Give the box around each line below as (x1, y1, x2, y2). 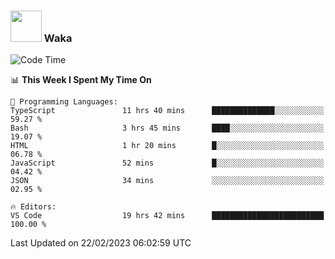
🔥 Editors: (10, 202, 57, 212)
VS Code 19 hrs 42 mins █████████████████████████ (10, 211, 325, 221)
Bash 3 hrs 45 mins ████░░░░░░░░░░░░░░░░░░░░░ (10, 123, 325, 134)
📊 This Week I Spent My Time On (10, 74, 152, 86)
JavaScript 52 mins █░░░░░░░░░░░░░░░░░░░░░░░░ (10, 158, 325, 169)
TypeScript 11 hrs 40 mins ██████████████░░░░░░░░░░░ (10, 106, 325, 116)
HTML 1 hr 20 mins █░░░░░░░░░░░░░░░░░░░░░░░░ (10, 141, 325, 151)
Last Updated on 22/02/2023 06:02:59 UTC (10, 237, 192, 249)
